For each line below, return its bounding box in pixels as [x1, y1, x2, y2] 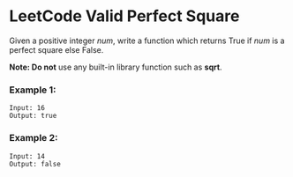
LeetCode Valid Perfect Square [9, 6, 240, 26]
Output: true [9, 112, 57, 121]
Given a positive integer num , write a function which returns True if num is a [9, 35, 285, 46]
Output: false [9, 159, 62, 168]
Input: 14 [9, 151, 46, 160]
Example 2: [9, 132, 58, 144]
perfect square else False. [9, 44, 104, 55]
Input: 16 [9, 104, 46, 113]
